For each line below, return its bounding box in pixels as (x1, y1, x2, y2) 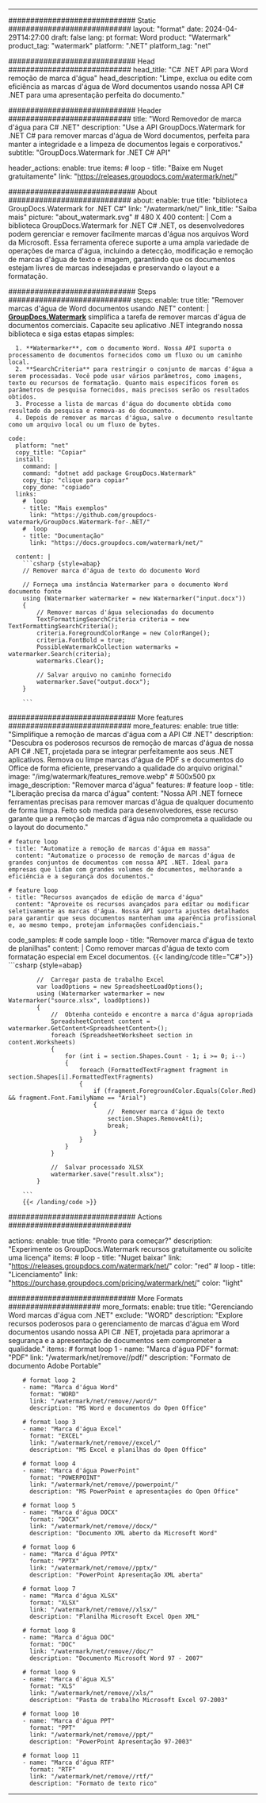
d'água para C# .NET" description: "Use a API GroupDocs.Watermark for (8, 122, 245, 132)
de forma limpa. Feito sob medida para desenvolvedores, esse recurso (8, 805, 239, 815)
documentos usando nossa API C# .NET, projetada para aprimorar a (8, 1327, 230, 1337)
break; (107, 1122, 129, 1129)
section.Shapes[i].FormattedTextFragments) (8, 1073, 154, 1081)
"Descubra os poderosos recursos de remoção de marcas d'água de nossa (8, 738, 254, 747)
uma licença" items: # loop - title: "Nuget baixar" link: (8, 1253, 182, 1262)
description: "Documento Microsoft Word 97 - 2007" (28, 1654, 203, 1662)
